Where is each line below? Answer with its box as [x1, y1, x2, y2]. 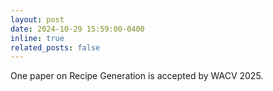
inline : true [10, 33, 65, 43]
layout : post [10, 14, 65, 25]
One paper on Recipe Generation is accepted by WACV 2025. [10, 70, 264, 82]
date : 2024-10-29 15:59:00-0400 [10, 24, 145, 34]
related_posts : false [10, 42, 101, 53]
